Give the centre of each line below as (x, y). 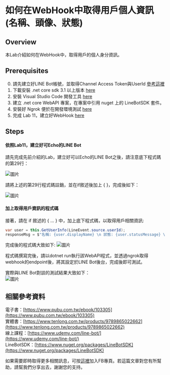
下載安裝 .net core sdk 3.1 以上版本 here (54, 90)
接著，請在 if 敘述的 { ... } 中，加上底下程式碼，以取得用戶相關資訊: (75, 220)
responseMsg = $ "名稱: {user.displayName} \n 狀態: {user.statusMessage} (83, 235)
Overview (21, 42)
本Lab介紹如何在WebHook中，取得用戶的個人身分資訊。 (64, 55)
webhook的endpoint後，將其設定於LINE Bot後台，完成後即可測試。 (75, 262)
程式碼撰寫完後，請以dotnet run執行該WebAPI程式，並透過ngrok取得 (77, 256)
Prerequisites (27, 71)
